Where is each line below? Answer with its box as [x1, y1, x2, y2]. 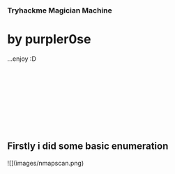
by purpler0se [7, 31, 91, 48]
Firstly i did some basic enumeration [7, 140, 169, 152]
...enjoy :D [7, 55, 36, 63]
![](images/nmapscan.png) [7, 159, 84, 167]
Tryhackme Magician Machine [7, 6, 113, 15]
